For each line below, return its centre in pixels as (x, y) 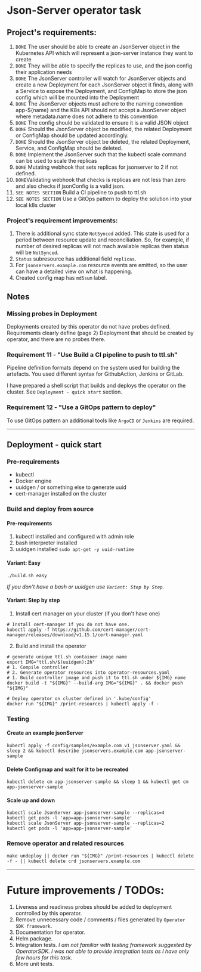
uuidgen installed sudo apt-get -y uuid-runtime (75, 549)
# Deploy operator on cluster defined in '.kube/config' (79, 698)
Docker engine (33, 481)
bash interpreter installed (46, 543)
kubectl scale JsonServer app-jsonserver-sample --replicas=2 (86, 824)
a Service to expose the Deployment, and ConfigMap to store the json (101, 91)
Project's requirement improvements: (62, 220)
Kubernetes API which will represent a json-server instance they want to (104, 53)
